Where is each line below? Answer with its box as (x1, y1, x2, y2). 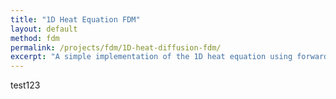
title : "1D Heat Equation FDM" (10, 14, 141, 25)
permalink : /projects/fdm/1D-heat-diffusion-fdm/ (10, 42, 222, 53)
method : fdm (10, 33, 60, 43)
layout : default (10, 24, 78, 34)
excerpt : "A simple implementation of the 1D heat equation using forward (10, 52, 329, 62)
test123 (10, 79, 41, 91)
